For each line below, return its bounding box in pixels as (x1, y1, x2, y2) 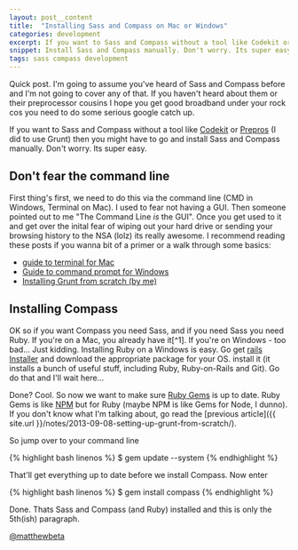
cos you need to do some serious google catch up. (9, 108, 195, 117)
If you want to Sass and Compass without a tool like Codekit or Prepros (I (9, 124, 277, 134)
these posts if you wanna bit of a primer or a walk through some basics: (9, 239, 271, 250)
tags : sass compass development (9, 54, 129, 63)
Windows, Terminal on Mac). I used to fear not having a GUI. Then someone (9, 202, 286, 212)
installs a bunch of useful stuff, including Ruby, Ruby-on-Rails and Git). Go (9, 363, 280, 373)
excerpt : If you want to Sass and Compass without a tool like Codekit (9, 37, 279, 47)
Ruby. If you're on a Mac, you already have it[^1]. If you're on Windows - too (9, 334, 286, 345)
